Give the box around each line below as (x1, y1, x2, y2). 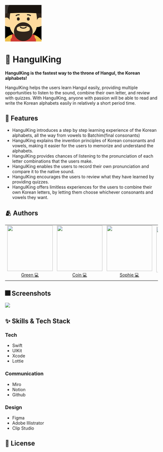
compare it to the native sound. (12, 168, 75, 174)
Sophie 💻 (119, 272, 139, 278)
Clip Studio (12, 425, 34, 431)
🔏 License (5, 439, 35, 448)
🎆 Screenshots (5, 289, 51, 298)
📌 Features (5, 114, 38, 123)
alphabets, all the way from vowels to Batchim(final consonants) (12, 132, 140, 138)
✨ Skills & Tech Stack (5, 317, 70, 325)
